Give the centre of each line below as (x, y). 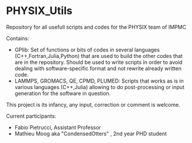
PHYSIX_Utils (39, 11)
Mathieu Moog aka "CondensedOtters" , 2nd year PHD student (91, 134)
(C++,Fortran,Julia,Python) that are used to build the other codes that (99, 56)
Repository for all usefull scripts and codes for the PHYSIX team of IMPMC (96, 27)
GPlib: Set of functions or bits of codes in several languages (87, 50)
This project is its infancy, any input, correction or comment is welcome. (93, 104)
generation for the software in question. (63, 93)
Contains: (18, 38)
